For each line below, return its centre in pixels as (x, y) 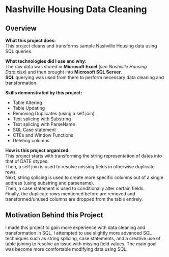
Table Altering (27, 102)
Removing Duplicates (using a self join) (54, 113)
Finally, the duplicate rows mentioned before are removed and (71, 194)
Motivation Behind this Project (54, 215)
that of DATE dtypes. (27, 161)
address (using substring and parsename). (50, 183)
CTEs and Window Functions (43, 135)
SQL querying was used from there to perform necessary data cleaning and (85, 77)
